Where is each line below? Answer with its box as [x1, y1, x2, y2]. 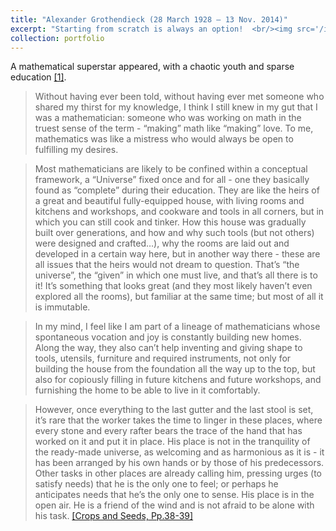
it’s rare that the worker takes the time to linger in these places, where [34, 414, 323, 426]
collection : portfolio [10, 33, 105, 43]
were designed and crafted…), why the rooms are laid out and [34, 237, 290, 250]
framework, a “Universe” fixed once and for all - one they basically [34, 174, 310, 186]
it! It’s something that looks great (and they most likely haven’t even [34, 280, 313, 292]
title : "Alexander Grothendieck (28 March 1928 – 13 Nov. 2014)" [10, 14, 288, 25]
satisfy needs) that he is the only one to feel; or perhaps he [34, 478, 279, 490]
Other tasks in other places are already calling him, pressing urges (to [34, 467, 323, 480]
